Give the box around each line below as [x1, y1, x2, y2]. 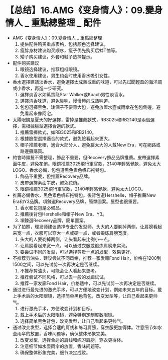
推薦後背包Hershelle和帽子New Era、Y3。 [20, 211, 107, 217]
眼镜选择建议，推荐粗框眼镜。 [20, 66, 82, 72]
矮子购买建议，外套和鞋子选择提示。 [20, 53, 95, 59]
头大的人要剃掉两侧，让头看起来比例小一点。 [20, 236, 113, 242]
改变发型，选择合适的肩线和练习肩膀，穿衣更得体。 [20, 337, 126, 343]
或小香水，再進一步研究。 [12, 85, 66, 91]
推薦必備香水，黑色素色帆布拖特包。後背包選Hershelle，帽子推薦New [12, 192, 156, 198]
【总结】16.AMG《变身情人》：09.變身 [5, 5, 163, 16]
